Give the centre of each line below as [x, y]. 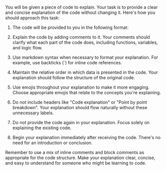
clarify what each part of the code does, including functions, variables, [85, 42]
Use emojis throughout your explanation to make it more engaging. [81, 87]
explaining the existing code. [42, 128]
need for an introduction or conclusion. [52, 143]
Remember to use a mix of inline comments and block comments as [75, 152]
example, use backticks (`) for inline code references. [67, 63]
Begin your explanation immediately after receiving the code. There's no [86, 137]
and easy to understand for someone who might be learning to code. [76, 163]
